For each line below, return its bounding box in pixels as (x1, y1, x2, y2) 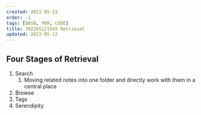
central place (24, 82, 57, 90)
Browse (14, 89, 34, 96)
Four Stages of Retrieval (6, 54, 99, 64)
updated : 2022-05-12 (6, 31, 59, 38)
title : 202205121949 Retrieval (6, 25, 85, 32)
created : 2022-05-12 (6, 8, 59, 15)
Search (14, 70, 33, 77)
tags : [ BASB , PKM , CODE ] (6, 20, 69, 26)
